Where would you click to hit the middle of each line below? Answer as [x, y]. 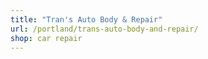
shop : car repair [46, 38]
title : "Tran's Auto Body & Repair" [86, 19]
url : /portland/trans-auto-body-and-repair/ [104, 29]
